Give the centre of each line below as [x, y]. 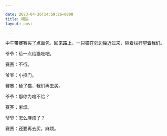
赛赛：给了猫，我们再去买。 [34, 86]
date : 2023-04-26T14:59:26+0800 [39, 14]
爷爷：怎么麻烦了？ [25, 118]
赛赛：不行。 [18, 64]
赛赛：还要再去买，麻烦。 [32, 128]
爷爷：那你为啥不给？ [27, 97]
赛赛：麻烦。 [18, 107]
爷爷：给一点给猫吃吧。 [30, 54]
